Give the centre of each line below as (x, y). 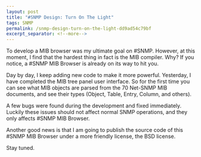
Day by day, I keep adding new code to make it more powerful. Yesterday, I (99, 75)
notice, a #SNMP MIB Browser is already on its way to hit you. (82, 64)
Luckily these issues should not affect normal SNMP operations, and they (97, 112)
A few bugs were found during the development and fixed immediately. (94, 106)
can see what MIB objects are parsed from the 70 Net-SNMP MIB (87, 88)
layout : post (22, 12)
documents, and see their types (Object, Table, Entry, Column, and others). (99, 94)
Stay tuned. (20, 148)
